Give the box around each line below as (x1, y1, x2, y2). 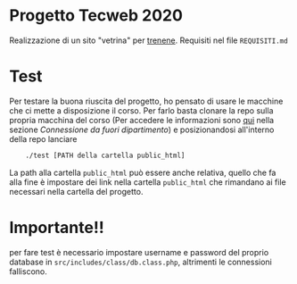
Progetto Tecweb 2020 (9, 5, 183, 26)
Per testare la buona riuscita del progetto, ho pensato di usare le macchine (9, 96, 284, 106)
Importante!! (9, 217, 104, 238)
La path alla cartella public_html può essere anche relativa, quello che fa (9, 167, 276, 178)
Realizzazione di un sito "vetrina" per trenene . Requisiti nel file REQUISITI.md (9, 35, 288, 46)
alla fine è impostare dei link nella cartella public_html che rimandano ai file (9, 176, 287, 188)
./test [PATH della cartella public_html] (25, 151, 186, 160)
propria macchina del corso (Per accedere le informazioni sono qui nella (9, 114, 275, 125)
